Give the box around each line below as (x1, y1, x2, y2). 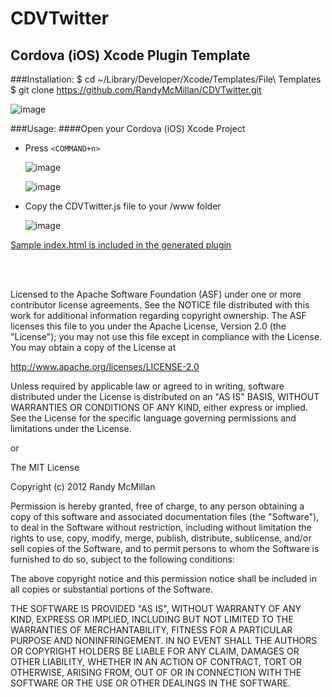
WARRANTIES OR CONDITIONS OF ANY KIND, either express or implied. (10, 402, 308, 413)
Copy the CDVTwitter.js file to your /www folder (24, 200, 222, 212)
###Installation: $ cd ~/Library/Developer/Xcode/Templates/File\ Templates (10, 73, 322, 85)
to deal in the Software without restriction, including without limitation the (10, 522, 312, 533)
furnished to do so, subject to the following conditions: (10, 553, 235, 565)
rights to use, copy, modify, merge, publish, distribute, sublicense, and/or (10, 532, 312, 544)
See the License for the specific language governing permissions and (10, 412, 297, 424)
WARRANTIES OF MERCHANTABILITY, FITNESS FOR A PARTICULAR (10, 624, 293, 636)
